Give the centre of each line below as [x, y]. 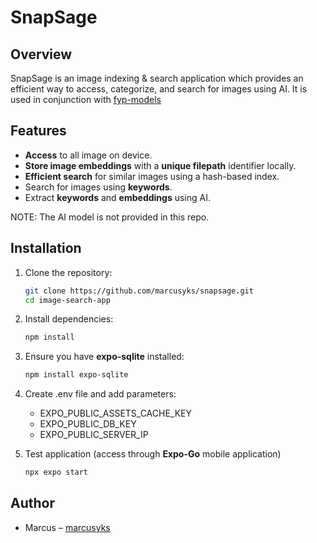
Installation [46, 248]
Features [38, 131]
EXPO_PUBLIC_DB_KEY [88, 424]
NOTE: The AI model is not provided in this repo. [110, 217]
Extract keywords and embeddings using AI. [117, 197]
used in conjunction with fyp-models [86, 99]
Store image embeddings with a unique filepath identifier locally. [160, 165]
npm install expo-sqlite [76, 375]
